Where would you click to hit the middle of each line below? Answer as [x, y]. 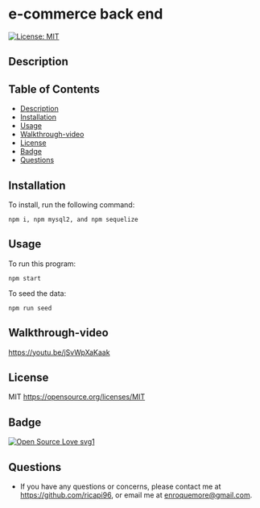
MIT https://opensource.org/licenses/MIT [77, 397]
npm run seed [30, 308]
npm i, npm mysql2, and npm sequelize [73, 219]
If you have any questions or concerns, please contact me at [120, 487]
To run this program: [42, 264]
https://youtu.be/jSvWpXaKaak [59, 352]
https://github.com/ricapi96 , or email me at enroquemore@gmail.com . [136, 495]
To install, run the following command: [72, 204]
